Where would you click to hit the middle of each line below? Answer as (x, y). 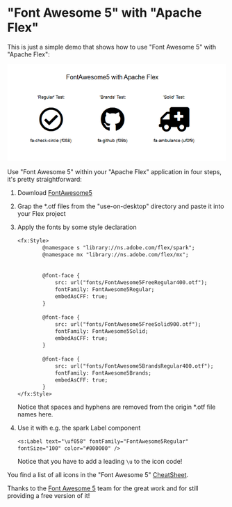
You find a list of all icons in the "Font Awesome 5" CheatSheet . (98, 475)
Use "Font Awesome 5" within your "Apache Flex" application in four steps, (115, 172)
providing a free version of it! (49, 496)
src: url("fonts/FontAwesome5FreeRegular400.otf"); (131, 283)
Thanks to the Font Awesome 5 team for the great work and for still (103, 488)
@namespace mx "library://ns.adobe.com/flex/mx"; (116, 255)
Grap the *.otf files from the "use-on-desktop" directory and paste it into (121, 206)
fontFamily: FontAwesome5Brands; (103, 373)
